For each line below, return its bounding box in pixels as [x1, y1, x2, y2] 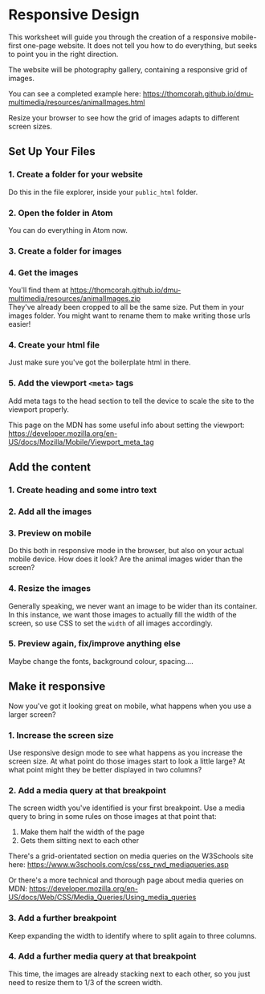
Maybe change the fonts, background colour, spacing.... [8, 656, 194, 666]
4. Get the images [8, 267, 79, 278]
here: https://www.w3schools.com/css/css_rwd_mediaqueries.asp [8, 860, 229, 870]
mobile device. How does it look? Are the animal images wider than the [8, 554, 243, 564]
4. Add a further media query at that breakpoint [8, 951, 197, 962]
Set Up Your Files [8, 145, 96, 158]
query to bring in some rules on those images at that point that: [8, 812, 217, 821]
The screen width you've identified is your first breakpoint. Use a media [8, 803, 246, 813]
